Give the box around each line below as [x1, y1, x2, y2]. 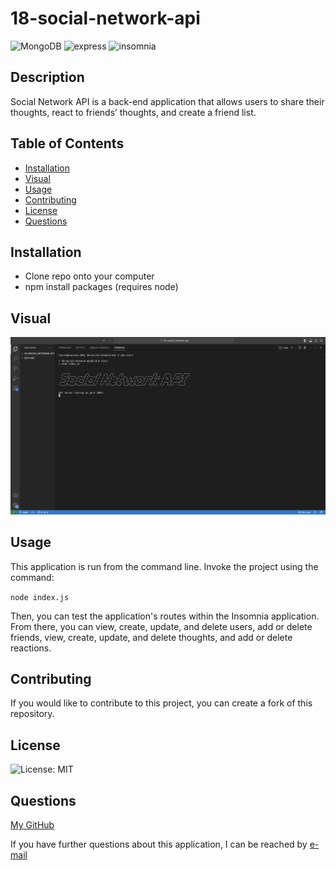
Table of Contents [10, 135, 125, 152]
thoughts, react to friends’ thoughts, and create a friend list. [10, 106, 257, 118]
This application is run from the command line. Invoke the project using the [10, 560, 319, 572]
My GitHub [10, 818, 55, 831]
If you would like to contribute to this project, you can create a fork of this [10, 697, 313, 709]
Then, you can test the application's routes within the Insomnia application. [10, 610, 320, 622]
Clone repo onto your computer [24, 270, 155, 282]
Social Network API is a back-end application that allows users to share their [10, 95, 325, 107]
